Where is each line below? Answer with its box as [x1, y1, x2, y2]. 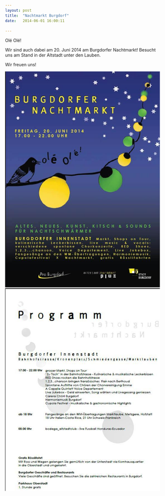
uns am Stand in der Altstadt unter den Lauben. [5, 52, 101, 58]
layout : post [5, 8, 32, 13]
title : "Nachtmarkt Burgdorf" [5, 13, 69, 18]
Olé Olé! [5, 37, 22, 44]
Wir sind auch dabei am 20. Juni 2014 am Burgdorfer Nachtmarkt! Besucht [5, 47, 156, 53]
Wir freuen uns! [5, 62, 37, 68]
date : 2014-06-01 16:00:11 [5, 18, 65, 23]
